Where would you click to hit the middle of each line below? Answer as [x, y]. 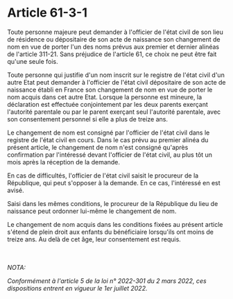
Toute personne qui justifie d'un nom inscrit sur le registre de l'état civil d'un [116, 75]
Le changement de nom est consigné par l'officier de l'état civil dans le [109, 133]
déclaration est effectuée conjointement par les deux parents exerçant [107, 104]
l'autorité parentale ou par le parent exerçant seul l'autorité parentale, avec [114, 112]
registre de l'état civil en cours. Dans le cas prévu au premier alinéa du [108, 139]
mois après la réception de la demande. [63, 162]
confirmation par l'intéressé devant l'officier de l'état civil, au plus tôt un [110, 155]
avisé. [16, 190]
